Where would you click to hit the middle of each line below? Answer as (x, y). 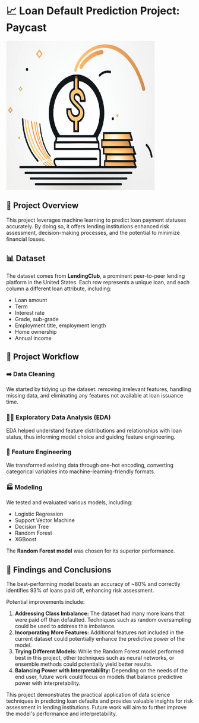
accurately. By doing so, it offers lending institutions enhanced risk (88, 226)
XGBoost (26, 539)
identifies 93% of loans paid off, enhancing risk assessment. (80, 590)
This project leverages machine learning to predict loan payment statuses (96, 220)
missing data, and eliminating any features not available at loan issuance (95, 396)
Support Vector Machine (45, 520)
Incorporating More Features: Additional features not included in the (99, 632)
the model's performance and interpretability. (62, 713)
